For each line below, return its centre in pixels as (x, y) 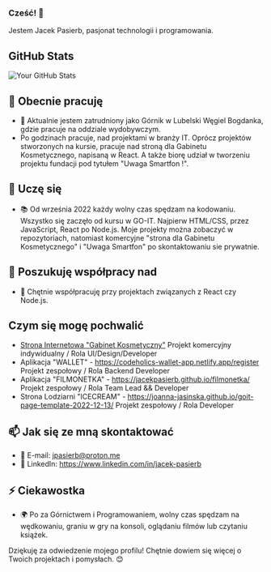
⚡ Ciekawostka (47, 491)
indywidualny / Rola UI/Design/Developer (89, 354)
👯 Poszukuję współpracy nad (83, 272)
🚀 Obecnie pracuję (56, 101)
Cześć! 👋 (26, 13)
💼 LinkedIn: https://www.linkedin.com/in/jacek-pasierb (111, 464)
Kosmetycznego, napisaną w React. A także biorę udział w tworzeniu (135, 155)
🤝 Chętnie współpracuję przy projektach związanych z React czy (128, 292)
